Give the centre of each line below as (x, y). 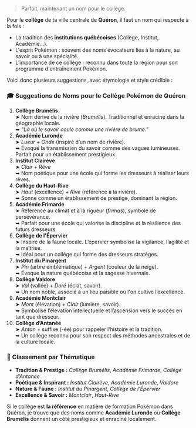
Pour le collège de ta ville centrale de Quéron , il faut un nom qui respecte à (98, 20)
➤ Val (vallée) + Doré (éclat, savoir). (58, 286)
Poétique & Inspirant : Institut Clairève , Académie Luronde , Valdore (97, 382)
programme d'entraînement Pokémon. (61, 69)
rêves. (23, 179)
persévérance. (33, 217)
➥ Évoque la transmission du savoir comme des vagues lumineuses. (98, 148)
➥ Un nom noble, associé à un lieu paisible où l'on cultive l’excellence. (100, 292)
